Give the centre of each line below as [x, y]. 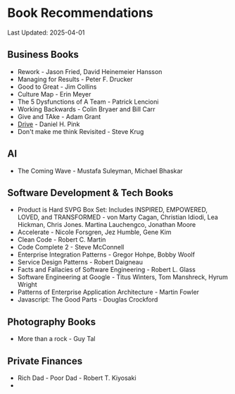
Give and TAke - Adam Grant [59, 116]
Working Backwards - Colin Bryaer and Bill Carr [87, 109]
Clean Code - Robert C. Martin [62, 240]
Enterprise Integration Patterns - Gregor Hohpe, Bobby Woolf [106, 254]
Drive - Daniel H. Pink [49, 124]
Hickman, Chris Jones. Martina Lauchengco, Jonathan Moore [107, 225]
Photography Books [52, 322]
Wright [27, 285]
